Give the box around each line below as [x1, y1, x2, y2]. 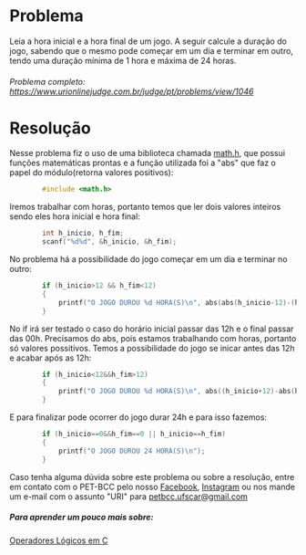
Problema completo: [9, 76, 86, 87]
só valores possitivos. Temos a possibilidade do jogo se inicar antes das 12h [9, 342, 295, 353]
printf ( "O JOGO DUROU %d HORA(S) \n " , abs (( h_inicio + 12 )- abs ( [57, 387, 296, 396]
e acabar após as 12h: [9, 352, 92, 363]
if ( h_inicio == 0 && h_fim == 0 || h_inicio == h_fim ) [42, 430, 226, 439]
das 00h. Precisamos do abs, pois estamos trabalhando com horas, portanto [9, 332, 297, 343]
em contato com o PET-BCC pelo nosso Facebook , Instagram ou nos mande [9, 481, 296, 492]
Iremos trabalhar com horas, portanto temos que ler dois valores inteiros [9, 202, 281, 213]
